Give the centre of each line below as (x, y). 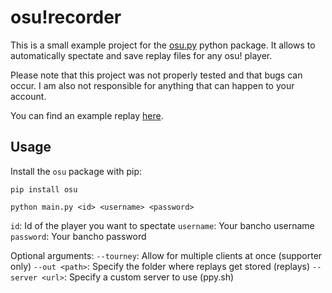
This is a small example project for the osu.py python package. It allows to (163, 45)
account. (28, 96)
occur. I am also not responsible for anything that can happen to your (152, 85)
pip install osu (44, 189)
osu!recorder (66, 17)
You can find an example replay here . (87, 115)
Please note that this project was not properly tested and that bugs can (156, 75)
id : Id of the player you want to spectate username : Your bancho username (162, 225)
